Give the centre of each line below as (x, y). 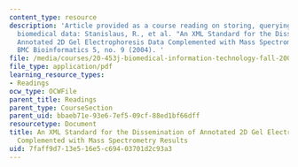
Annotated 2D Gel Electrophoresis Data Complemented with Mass (136, 42)
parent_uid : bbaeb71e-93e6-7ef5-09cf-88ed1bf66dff (105, 116)
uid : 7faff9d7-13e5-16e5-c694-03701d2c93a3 (91, 148)
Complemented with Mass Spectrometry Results (103, 140)
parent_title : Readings (53, 99)
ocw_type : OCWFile (43, 91)
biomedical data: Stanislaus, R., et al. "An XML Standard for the (145, 34)
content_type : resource (53, 17)
